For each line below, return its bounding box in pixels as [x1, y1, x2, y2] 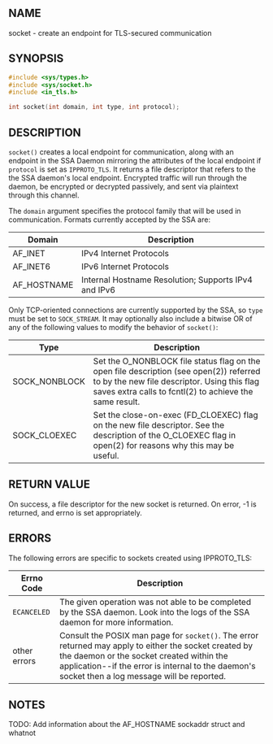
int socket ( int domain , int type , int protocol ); [8, 103, 180, 111]
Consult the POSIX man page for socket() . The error [59, 629, 259, 641]
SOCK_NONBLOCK [12, 376, 85, 387]
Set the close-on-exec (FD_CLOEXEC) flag [93, 409, 258, 420]
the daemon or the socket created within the [59, 650, 229, 661]
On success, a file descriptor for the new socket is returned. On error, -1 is [8, 499, 258, 509]
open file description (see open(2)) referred [93, 365, 261, 376]
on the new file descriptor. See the [93, 419, 225, 430]
